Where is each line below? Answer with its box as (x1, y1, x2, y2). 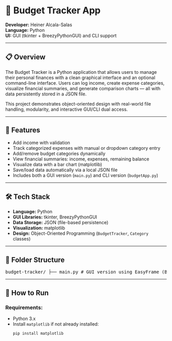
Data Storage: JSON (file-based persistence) (12, 219, 109, 226)
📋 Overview (5, 53, 46, 62)
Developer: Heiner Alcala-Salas (5, 22, 73, 28)
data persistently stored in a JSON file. (5, 91, 87, 97)
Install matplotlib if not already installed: (12, 320, 99, 327)
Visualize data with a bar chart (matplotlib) (12, 161, 102, 167)
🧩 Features (5, 126, 40, 135)
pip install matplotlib (12, 331, 64, 336)
